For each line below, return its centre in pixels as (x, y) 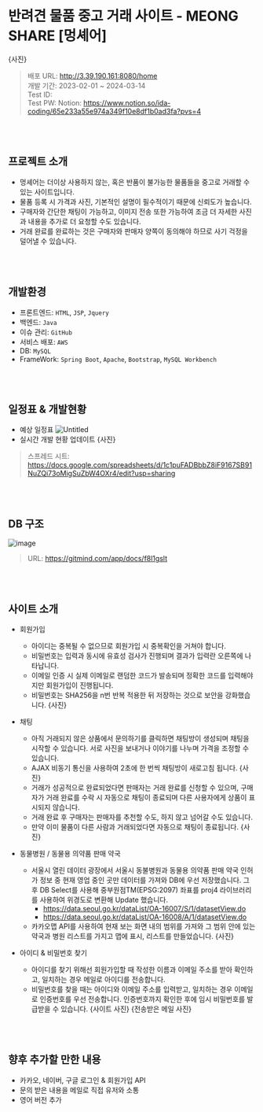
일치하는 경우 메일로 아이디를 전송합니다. (104, 979)
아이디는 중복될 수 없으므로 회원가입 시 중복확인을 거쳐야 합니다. (128, 646)
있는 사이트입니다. (47, 192)
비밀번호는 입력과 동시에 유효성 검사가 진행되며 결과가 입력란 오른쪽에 (137, 656)
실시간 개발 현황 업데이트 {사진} (68, 440)
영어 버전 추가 (40, 1099)
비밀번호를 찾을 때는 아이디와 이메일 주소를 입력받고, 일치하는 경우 (132, 989)
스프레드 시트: (49, 456)
